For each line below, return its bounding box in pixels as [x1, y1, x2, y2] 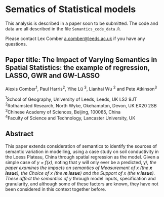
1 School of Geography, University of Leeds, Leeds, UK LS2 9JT [5, 95, 137, 102]
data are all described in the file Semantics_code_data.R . [5, 25, 121, 31]
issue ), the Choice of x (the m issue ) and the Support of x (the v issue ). [5, 170, 155, 176]
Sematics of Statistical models [5, 4, 136, 15]
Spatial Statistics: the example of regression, [5, 63, 150, 72]
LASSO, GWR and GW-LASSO [5, 71, 100, 80]
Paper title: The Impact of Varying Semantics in [5, 56, 157, 64]
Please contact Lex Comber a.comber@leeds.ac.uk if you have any [5, 35, 145, 42]
